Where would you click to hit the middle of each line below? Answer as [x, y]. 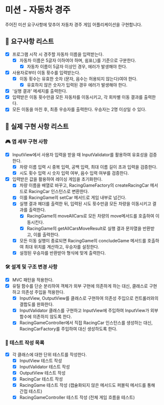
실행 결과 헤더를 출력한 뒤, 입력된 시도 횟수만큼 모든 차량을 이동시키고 [85, 204]
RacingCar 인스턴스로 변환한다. [59, 191]
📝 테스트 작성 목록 [25, 343]
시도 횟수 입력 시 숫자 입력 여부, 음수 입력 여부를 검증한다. [74, 173]
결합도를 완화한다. [36, 305]
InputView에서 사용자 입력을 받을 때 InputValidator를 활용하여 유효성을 [80, 155]
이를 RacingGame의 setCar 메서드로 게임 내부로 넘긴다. [73, 198]
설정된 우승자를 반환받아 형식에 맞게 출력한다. [63, 253]
